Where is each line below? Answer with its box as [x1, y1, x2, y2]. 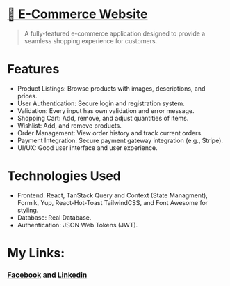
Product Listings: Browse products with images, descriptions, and [17, 84, 206, 93]
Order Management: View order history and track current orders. [17, 128, 203, 137]
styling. [17, 206, 39, 214]
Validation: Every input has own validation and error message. [17, 106, 195, 114]
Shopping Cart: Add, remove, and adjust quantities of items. [17, 114, 189, 122]
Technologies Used [7, 168, 122, 184]
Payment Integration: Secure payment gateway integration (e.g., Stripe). [17, 136, 224, 144]
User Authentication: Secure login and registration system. [17, 99, 186, 107]
